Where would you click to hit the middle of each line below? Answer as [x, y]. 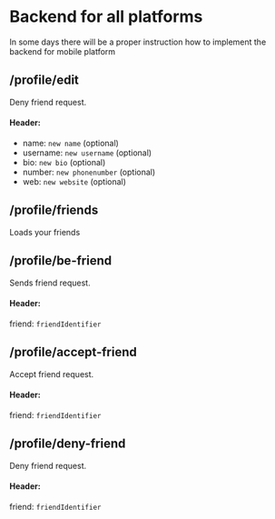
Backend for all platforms [106, 17]
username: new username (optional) [87, 153]
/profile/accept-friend [74, 352]
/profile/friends [54, 210]
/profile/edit [44, 80]
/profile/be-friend [60, 261]
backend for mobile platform [63, 51]
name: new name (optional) [71, 143]
